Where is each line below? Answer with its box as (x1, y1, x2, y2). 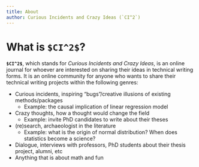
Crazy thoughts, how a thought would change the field (14, 110, 150, 117)
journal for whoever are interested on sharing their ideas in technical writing (6, 66, 194, 74)
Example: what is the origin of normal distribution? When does (23, 129, 178, 136)
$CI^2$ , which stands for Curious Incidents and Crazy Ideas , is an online (6, 60, 185, 67)
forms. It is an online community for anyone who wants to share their (6, 72, 176, 80)
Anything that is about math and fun (14, 154, 104, 162)
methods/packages (14, 97, 63, 104)
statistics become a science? (23, 135, 96, 142)
